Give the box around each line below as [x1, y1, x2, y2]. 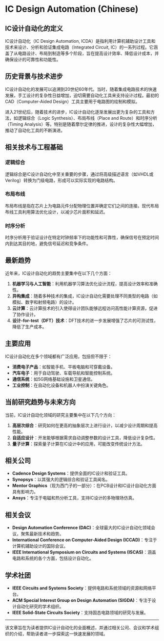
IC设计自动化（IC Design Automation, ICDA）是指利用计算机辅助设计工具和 [5, 38, 156, 44]
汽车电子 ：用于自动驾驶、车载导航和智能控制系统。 [12, 370, 115, 376]
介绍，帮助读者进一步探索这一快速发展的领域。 [13, 631, 108, 637]
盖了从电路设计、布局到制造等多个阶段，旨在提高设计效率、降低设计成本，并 [5, 51, 159, 56]
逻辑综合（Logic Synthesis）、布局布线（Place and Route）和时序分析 [18, 115, 158, 121]
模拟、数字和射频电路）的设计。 [12, 299, 77, 305]
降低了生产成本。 [12, 323, 47, 329]
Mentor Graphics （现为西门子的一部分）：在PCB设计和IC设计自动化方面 [12, 482, 157, 489]
